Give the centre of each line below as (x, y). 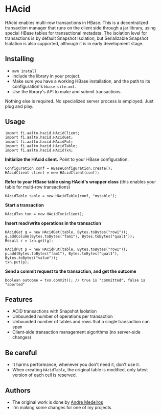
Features (19, 299)
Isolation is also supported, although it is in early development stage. (74, 43)
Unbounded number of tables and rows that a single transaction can (81, 322)
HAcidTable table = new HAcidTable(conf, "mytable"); (61, 196)
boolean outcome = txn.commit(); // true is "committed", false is (75, 280)
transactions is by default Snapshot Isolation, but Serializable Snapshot (77, 38)
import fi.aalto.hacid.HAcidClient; (42, 133)
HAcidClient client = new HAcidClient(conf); (52, 173)
